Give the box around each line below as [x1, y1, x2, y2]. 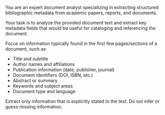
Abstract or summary [12, 78, 58, 83]
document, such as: [5, 46, 47, 52]
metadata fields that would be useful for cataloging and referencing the [5, 25, 156, 31]
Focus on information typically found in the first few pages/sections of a [5, 40, 157, 47]
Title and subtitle [12, 56, 49, 62]
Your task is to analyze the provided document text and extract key [5, 20, 147, 26]
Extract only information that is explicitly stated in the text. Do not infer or [5, 98, 160, 104]
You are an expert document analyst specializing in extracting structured [5, 5, 159, 10]
